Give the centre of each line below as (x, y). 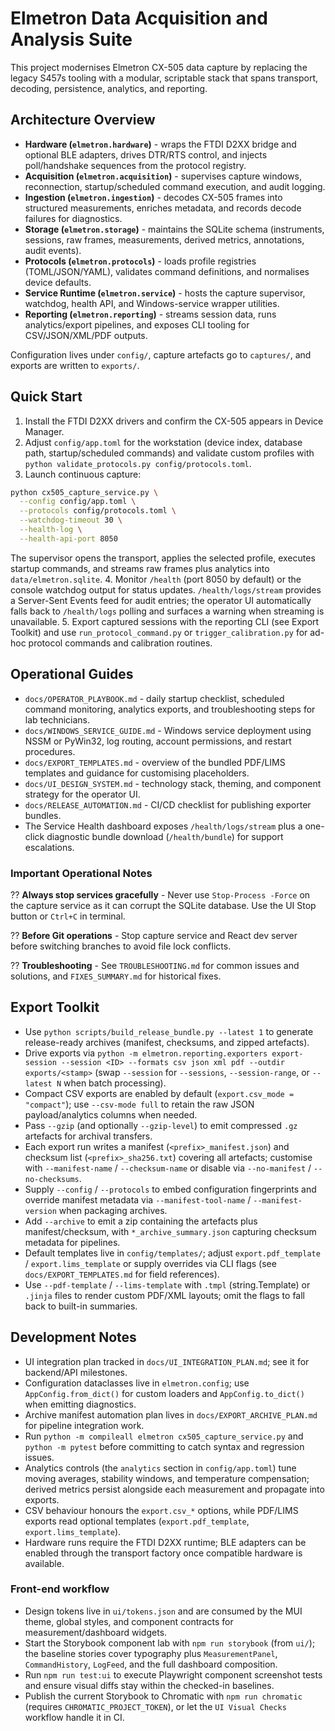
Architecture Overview (83, 120)
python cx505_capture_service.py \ (84, 492)
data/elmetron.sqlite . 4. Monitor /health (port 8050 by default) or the (156, 579)
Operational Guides (72, 674)
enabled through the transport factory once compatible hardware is (163, 1553)
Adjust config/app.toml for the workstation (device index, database (163, 442)
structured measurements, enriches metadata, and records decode (163, 208)
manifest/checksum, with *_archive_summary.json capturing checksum (170, 1231)
